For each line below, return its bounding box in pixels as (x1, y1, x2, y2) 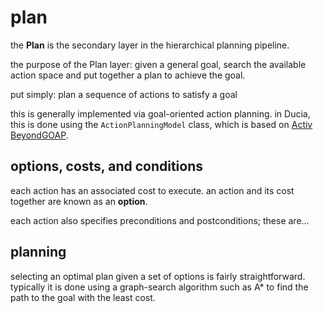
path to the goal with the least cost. (10, 291, 156, 303)
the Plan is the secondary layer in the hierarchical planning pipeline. (10, 39, 290, 51)
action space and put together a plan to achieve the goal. (10, 69, 246, 81)
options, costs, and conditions (10, 158, 203, 175)
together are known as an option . (10, 195, 148, 207)
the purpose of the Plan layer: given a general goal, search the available (10, 58, 307, 70)
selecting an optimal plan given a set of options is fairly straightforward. (10, 270, 306, 282)
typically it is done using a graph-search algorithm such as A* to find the (10, 281, 309, 293)
